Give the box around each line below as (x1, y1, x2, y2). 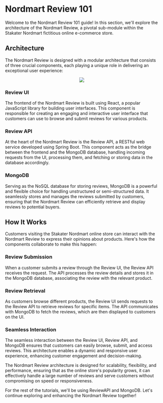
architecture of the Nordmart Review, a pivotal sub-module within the (5, 24, 144, 30)
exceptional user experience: (5, 67, 63, 73)
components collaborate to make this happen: (5, 241, 97, 247)
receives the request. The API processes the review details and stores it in (5, 270, 154, 276)
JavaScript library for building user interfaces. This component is (5, 105, 135, 111)
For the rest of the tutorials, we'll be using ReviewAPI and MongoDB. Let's (5, 387, 153, 393)
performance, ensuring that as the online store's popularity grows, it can (5, 368, 150, 374)
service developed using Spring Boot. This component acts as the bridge (5, 144, 152, 150)
